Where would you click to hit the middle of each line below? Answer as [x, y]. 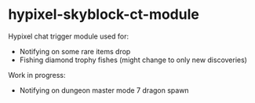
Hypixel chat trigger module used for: [69, 36]
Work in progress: [37, 75]
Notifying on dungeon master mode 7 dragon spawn [104, 90]
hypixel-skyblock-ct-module [104, 15]
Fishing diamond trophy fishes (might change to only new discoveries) [133, 60]
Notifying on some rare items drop [75, 51]
